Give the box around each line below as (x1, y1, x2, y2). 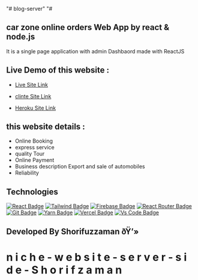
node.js (6, 32, 35, 42)
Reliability (14, 169, 39, 176)
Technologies (6, 186, 59, 197)
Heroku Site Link (14, 104, 56, 112)
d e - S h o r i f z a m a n (6, 263, 122, 276)
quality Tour (14, 150, 45, 158)
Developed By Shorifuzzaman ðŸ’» (6, 226, 139, 236)
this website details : (6, 122, 85, 132)
